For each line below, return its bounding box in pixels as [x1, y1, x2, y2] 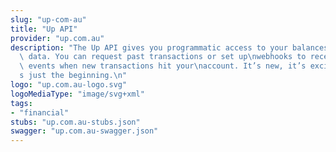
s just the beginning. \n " [19, 71, 128, 81]
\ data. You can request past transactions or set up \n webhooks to [19, 52, 307, 62]
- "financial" [10, 107, 70, 118]
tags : [10, 98, 33, 108]
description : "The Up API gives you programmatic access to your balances [10, 42, 329, 53]
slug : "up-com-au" [10, 14, 87, 25]
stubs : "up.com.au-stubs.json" [10, 117, 141, 127]
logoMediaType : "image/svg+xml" [10, 89, 145, 99]
